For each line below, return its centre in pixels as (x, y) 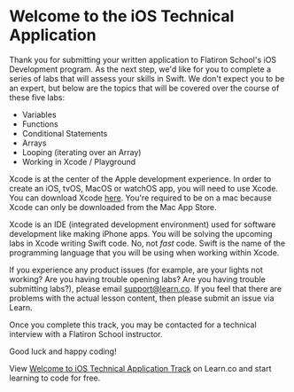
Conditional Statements (65, 133)
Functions (40, 124)
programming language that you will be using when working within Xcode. (144, 252)
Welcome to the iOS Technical (122, 16)
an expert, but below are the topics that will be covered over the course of (144, 88)
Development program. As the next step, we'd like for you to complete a (140, 69)
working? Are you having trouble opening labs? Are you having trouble (137, 279)
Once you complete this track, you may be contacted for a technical (133, 325)
